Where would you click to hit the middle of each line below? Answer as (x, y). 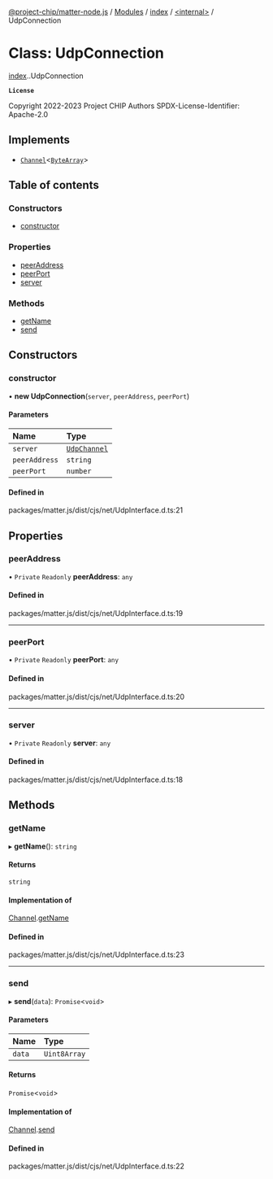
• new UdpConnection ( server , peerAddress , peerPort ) (99, 396)
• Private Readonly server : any (60, 743)
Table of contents (54, 185)
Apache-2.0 (28, 114)
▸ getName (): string (43, 846)
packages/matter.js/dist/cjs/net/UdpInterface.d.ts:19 (96, 614)
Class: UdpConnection (87, 53)
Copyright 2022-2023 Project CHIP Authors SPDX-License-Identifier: (124, 106)
